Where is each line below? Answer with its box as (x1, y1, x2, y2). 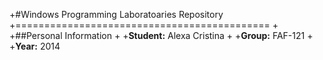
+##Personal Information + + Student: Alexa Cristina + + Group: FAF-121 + (9, 30, 314, 41)
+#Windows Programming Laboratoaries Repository (9, 9, 224, 20)
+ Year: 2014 (9, 40, 61, 52)
